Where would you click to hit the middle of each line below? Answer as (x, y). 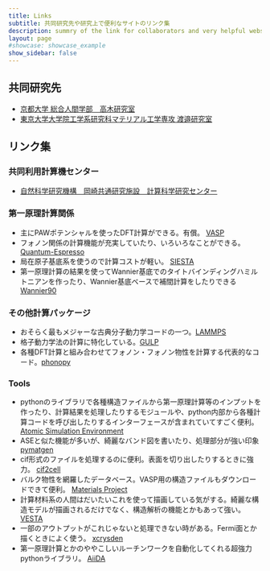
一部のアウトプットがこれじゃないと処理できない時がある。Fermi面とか (138, 528)
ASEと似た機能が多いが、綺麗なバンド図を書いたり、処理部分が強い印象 (139, 441)
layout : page (30, 38)
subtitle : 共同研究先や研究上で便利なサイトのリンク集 (89, 23)
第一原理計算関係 (41, 213)
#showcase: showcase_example (57, 46)
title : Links (30, 16)
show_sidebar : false (43, 53)
